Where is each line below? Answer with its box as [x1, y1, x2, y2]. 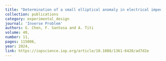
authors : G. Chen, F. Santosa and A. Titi [5, 26, 94, 30]
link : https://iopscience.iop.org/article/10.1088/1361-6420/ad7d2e [5, 48, 149, 53]
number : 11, [5, 35, 30, 40]
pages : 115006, [5, 39, 37, 44]
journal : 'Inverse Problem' [5, 21, 63, 26]
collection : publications [5, 12, 58, 17]
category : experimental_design [5, 16, 70, 21]
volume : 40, [5, 30, 30, 35]
